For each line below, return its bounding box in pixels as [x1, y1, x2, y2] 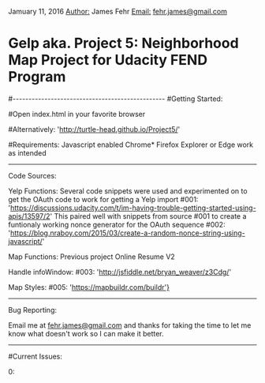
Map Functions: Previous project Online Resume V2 [8, 252, 175, 261]
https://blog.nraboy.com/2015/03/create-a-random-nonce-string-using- [10, 228, 246, 238]
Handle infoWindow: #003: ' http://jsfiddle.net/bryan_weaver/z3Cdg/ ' [8, 267, 232, 276]
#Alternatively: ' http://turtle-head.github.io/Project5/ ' [8, 124, 181, 133]
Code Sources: [8, 171, 57, 180]
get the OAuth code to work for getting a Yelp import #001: [8, 194, 199, 204]
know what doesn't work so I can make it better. [8, 329, 164, 338]
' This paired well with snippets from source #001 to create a [50, 211, 247, 220]
